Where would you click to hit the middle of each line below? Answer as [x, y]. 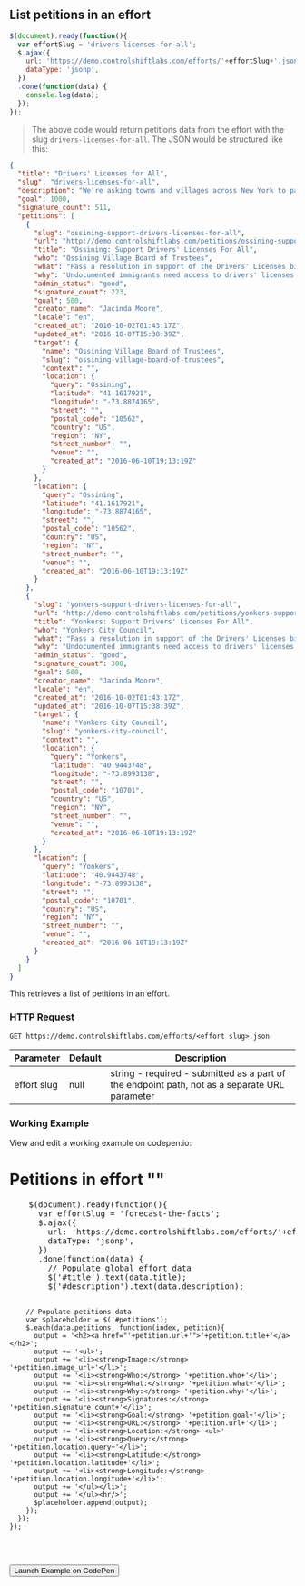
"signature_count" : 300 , [80, 664]
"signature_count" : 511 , [64, 207]
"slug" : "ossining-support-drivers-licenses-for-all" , [139, 233]
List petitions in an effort [80, 15]
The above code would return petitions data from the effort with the [158, 129]
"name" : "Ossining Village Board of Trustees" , [133, 351]
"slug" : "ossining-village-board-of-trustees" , [133, 359]
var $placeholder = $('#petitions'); [97, 1320]
